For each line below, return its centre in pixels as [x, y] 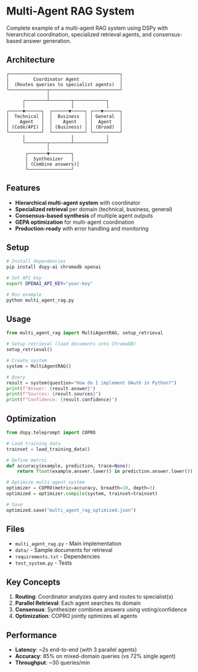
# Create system [27, 361]
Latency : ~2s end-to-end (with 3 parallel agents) [76, 650]
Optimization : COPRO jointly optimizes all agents [76, 616]
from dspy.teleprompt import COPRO [51, 432]
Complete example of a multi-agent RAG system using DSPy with [87, 28]
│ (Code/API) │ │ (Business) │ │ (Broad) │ [64, 127]
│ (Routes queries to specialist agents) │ [64, 84]
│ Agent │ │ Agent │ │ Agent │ [64, 122]
